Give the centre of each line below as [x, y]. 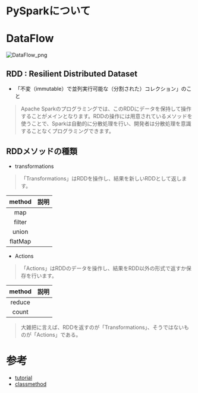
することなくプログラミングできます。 [67, 131]
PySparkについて [48, 11]
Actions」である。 [59, 334]
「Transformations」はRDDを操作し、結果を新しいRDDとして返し [101, 178]
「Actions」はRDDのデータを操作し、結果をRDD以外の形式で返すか [103, 268]
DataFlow [30, 39]
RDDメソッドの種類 [42, 152]
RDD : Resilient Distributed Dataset [72, 74]
